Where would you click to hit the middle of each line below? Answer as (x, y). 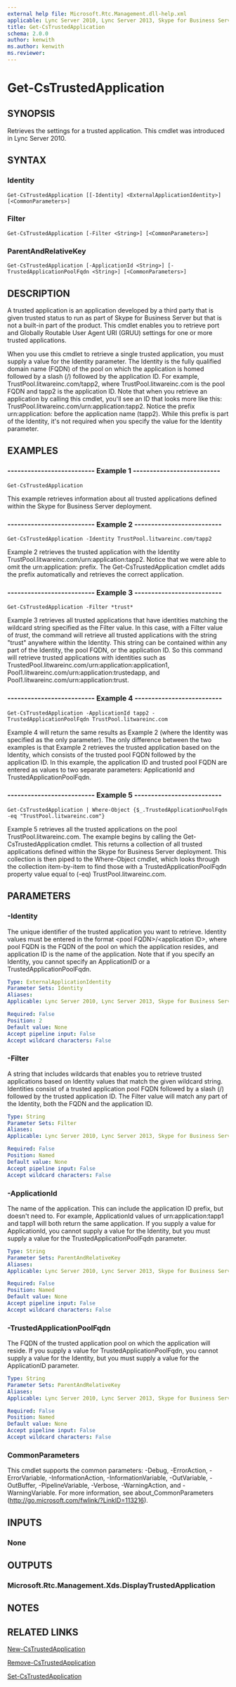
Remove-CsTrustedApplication (52, 1663)
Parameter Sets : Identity (45, 989)
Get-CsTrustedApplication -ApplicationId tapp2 (78, 713)
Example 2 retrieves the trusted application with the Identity (94, 552)
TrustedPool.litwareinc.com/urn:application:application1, (88, 665)
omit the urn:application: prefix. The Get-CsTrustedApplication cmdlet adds (116, 567)
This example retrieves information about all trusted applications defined (112, 498)
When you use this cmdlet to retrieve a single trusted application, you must (116, 353)
